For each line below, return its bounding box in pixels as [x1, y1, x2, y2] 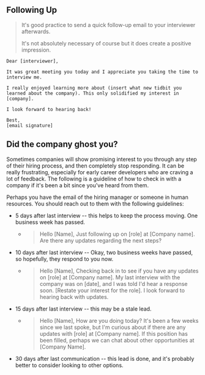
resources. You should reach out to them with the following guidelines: [6, 199, 184, 207]
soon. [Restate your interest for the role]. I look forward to [39, 287, 185, 294]
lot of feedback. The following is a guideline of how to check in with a [6, 175, 182, 182]
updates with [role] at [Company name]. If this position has [39, 330, 188, 337]
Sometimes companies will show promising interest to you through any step [6, 155, 197, 163]
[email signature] [6, 122, 53, 128]
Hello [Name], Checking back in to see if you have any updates [39, 267, 199, 274]
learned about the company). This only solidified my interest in [6, 90, 179, 96]
